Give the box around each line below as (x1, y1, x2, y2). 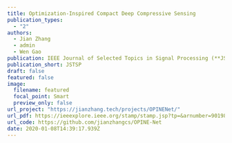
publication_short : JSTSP (7, 61, 81, 68)
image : (7, 80, 26, 87)
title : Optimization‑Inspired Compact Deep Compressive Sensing (7, 10, 196, 17)
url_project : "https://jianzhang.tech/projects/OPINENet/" (7, 106, 181, 113)
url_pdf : (7, 112, 32, 119)
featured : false (7, 74, 54, 81)
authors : (7, 29, 32, 36)
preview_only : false (13, 100, 72, 107)
